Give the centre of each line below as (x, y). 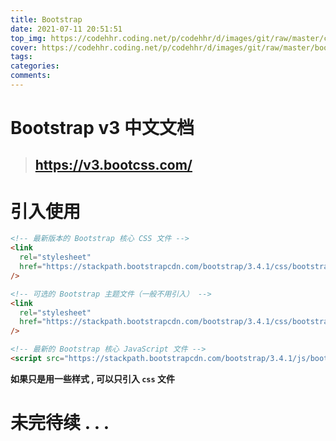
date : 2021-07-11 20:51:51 (66, 29)
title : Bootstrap (46, 19)
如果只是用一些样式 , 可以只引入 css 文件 (93, 378)
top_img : (28, 38)
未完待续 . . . (60, 423)
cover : (24, 47)
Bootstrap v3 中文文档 (102, 128)
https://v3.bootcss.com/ (113, 165)
